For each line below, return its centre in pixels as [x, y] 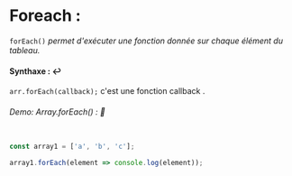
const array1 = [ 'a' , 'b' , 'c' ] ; [72, 147]
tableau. [25, 50]
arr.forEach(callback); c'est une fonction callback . [107, 91]
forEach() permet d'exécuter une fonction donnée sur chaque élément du [146, 41]
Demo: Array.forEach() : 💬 [57, 111]
